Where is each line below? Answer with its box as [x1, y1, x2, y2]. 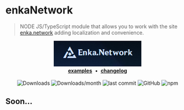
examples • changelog [68, 67, 127, 74]
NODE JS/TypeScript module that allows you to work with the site [19, 23, 178, 30]
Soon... [5, 97, 33, 106]
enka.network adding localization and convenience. [19, 29, 144, 36]
